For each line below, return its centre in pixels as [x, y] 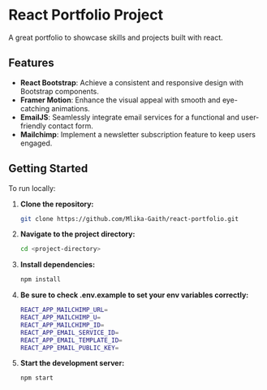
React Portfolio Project [86, 15]
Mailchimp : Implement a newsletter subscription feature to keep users [138, 134]
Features [31, 63]
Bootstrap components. [59, 91]
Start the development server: [72, 363]
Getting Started [48, 169]
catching [35, 108]
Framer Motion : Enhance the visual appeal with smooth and [120, 100]
